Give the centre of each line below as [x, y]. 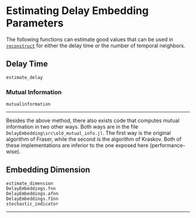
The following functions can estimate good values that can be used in [90, 39]
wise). [13, 152]
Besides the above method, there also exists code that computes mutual [93, 120]
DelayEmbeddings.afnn [32, 193]
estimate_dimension [30, 183]
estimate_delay [24, 77]
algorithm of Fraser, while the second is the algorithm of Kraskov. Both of [94, 139]
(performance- [167, 146]
